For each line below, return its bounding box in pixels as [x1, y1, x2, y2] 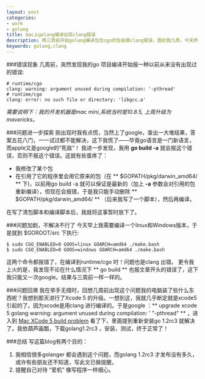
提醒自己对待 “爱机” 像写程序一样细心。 [15, 366, 115, 373]
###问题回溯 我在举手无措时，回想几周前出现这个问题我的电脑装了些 [6, 286, 179, 294]
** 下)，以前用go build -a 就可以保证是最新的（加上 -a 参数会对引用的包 [15, 180, 195, 187]
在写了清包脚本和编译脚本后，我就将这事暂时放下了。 [6, 208, 140, 216]
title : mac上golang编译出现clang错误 [6, 32, 96, 38]
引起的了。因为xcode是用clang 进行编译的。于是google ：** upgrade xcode [6, 301, 197, 309]
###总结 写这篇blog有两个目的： [6, 337, 88, 345]
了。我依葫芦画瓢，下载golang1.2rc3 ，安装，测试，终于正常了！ [6, 325, 169, 332]
